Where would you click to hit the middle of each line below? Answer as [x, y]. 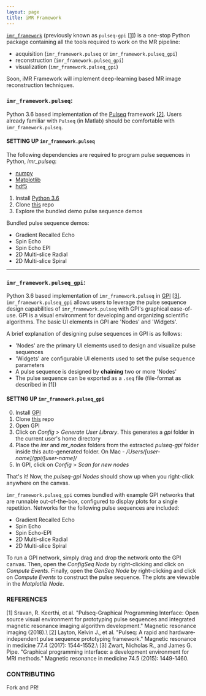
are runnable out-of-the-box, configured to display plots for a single [92, 501]
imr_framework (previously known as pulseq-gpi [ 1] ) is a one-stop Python [98, 35]
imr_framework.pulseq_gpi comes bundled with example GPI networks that [101, 494]
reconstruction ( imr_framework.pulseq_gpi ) [69, 60]
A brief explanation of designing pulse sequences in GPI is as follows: [94, 334]
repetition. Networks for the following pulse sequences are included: [93, 508]
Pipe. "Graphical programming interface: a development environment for [98, 652]
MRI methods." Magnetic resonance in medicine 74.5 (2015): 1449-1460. [97, 658]
